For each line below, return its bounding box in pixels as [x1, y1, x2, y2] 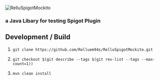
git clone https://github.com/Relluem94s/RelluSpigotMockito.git [12, 47, 153, 52]
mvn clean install [12, 71, 51, 76]
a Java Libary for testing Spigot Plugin [5, 17, 101, 24]
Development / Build [5, 33, 71, 41]
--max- [141, 57, 155, 62]
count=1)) [12, 61, 34, 66]
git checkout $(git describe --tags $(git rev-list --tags [12, 57, 140, 62]
